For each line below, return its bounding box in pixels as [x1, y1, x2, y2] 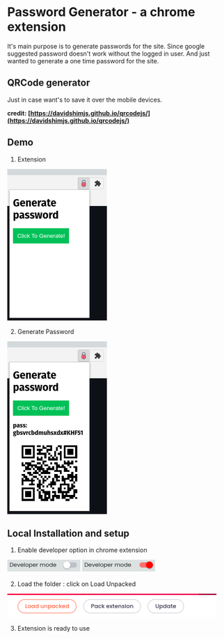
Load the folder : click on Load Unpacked [17, 580, 136, 588]
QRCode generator [7, 77, 90, 89]
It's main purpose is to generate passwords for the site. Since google [7, 42, 205, 50]
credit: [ [7, 109, 31, 117]
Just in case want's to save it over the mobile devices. [7, 95, 162, 104]
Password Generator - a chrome [7, 4, 195, 20]
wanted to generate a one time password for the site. [7, 56, 159, 65]
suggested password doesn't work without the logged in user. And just [7, 49, 210, 58]
